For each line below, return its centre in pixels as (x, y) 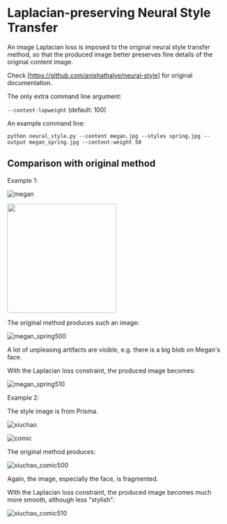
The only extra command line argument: (64, 96)
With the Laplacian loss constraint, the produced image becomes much (109, 492)
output (17, 142)
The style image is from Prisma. (53, 411)
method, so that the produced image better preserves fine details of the (110, 54)
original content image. (40, 61)
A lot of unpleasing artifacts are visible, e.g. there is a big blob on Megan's (114, 350)
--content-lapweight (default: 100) (57, 110)
